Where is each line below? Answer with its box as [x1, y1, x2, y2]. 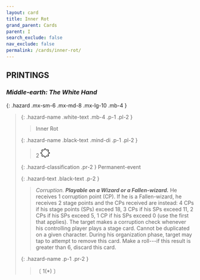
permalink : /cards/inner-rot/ [6, 48, 82, 54]
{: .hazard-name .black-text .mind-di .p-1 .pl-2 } [20, 136, 139, 143]
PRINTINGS [6, 70, 50, 81]
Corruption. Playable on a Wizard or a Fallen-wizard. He [35, 186, 177, 193]
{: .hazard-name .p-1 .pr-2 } [20, 255, 89, 262]
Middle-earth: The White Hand [6, 88, 97, 97]
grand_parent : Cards [6, 22, 58, 28]
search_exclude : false [6, 35, 63, 41]
